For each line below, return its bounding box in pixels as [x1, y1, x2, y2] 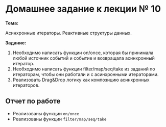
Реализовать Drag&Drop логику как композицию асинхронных [12, 77, 150, 83]
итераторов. [12, 82, 40, 88]
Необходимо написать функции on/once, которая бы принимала [12, 49, 154, 56]
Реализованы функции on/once [12, 110, 79, 116]
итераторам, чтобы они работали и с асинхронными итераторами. [12, 71, 159, 77]
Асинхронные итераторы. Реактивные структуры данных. [5, 30, 132, 36]
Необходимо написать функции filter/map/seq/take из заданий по [12, 66, 155, 72]
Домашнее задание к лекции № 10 [5, 3, 161, 15]
